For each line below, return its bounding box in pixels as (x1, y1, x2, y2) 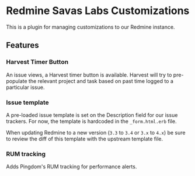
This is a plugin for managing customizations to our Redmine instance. (6, 23, 175, 30)
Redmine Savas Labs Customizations (6, 4, 190, 18)
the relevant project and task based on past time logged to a (28, 77, 174, 84)
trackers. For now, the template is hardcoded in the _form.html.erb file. (6, 118, 177, 125)
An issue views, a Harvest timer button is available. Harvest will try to (6, 71, 172, 78)
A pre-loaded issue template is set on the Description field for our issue (6, 111, 178, 118)
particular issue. (6, 84, 45, 91)
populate (6, 77, 27, 84)
